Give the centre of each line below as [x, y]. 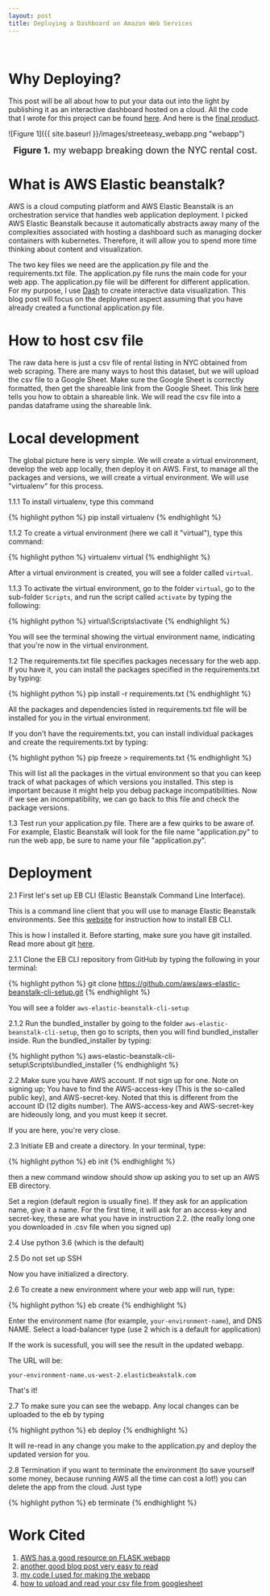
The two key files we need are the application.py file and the [108, 265]
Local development [74, 438]
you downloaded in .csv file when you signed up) [90, 1227]
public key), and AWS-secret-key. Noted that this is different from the [123, 1098]
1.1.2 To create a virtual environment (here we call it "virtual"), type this [126, 533]
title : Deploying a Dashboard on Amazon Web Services [101, 23]
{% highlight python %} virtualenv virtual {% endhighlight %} [110, 557]
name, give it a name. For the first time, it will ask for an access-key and [128, 1210]
